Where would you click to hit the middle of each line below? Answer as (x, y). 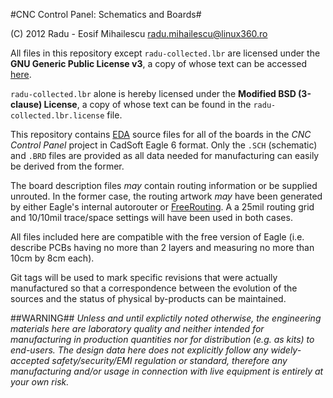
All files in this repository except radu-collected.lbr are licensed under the (165, 53)
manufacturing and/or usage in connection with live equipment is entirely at (167, 371)
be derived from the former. (67, 166)
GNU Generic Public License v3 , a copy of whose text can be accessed (158, 63)
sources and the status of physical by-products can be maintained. (148, 298)
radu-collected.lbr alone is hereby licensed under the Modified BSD (153, 93)
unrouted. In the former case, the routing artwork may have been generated (166, 196)
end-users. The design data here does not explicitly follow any (139, 350)
